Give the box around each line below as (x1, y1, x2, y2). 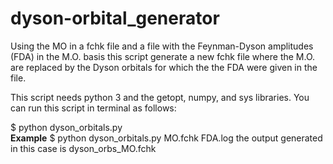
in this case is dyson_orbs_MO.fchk (10, 142, 157, 154)
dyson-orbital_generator (10, 7, 220, 30)
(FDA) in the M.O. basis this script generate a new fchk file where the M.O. (10, 50, 316, 62)
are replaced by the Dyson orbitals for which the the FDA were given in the (10, 61, 318, 73)
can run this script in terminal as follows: (10, 102, 177, 114)
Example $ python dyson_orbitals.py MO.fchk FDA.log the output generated (10, 132, 323, 144)
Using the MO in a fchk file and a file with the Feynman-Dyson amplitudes (10, 40, 314, 52)
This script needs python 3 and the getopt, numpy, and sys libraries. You (10, 91, 310, 103)
